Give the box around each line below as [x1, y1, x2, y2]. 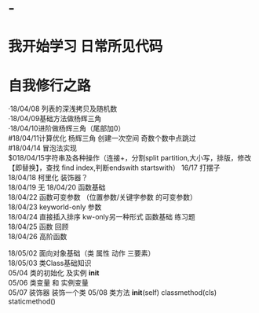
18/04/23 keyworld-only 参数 [8, 202, 102, 212]
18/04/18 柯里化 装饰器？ [8, 173, 89, 182]
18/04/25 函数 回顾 [8, 222, 69, 231]
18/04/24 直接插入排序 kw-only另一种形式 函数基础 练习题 [8, 212, 196, 222]
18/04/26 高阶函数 [8, 232, 67, 241]
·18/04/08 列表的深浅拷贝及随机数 [8, 104, 118, 113]
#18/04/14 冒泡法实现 [8, 143, 77, 153]
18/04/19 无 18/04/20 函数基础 [8, 182, 106, 192]
